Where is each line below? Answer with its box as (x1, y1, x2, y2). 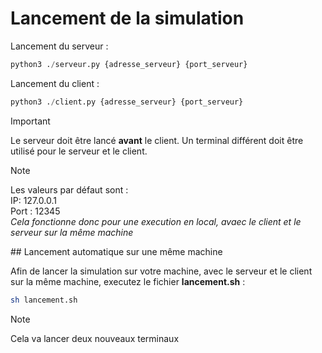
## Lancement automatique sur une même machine (10, 245, 223, 257)
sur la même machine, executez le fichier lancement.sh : (10, 275, 246, 287)
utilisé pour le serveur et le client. (10, 145, 148, 157)
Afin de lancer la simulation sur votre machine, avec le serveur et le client (10, 265, 313, 277)
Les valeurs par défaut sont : (10, 183, 129, 196)
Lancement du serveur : (10, 40, 109, 52)
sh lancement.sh (10, 295, 78, 305)
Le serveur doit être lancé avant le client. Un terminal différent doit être (10, 134, 304, 146)
